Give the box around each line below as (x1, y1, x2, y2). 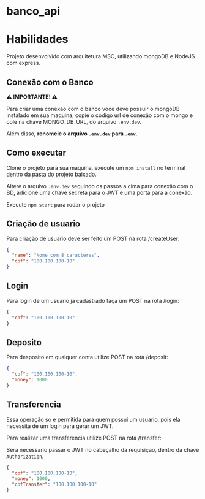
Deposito (6, 337, 42, 348)
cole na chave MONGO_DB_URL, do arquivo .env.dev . (6, 118, 142, 125)
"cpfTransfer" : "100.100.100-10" (12, 481, 97, 488)
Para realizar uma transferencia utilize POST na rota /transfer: (6, 434, 162, 441)
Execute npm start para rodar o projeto (6, 200, 105, 208)
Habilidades (6, 32, 69, 47)
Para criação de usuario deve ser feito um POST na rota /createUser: (6, 235, 180, 242)
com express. (6, 59, 41, 67)
